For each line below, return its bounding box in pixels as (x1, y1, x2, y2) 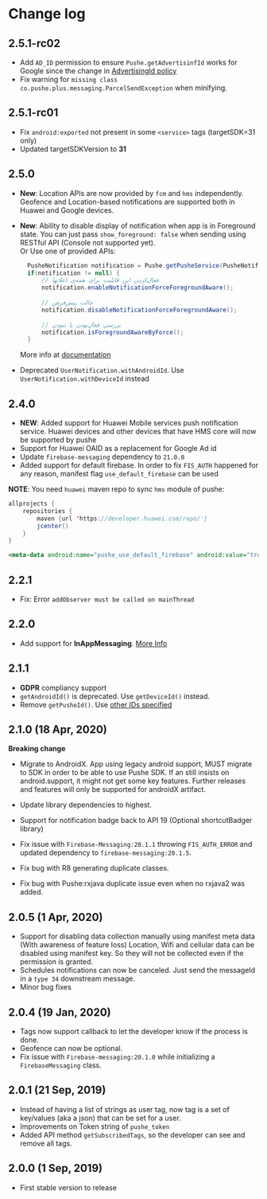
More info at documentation (19, 350, 111, 359)
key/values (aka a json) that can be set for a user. (19, 1113, 181, 1123)
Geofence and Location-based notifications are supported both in (19, 197, 236, 206)
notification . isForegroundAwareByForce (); (41, 328, 184, 336)
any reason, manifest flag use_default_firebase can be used (19, 469, 219, 479)
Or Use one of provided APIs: (19, 246, 116, 256)
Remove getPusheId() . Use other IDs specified (19, 699, 172, 709)
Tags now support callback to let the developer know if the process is (19, 1027, 248, 1036)
